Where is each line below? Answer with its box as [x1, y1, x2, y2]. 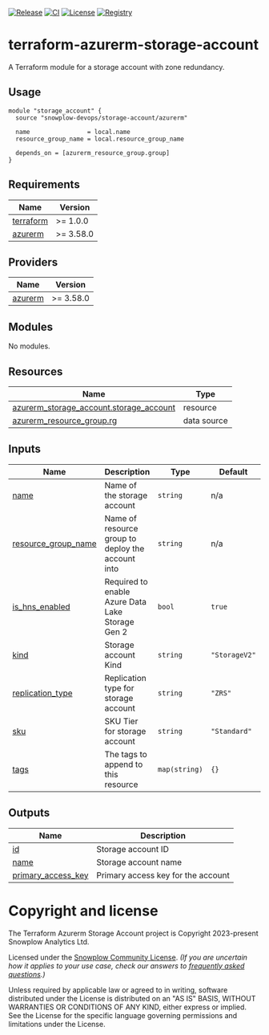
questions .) [8, 969, 46, 979]
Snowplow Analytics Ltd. [8, 936, 90, 947]
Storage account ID [95, 843, 170, 854]
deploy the [104, 543, 145, 554]
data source [183, 415, 228, 426]
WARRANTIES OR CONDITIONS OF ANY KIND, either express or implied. [8, 1002, 247, 1012]
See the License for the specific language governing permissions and [8, 1010, 238, 1020]
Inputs [8, 442, 42, 456]
